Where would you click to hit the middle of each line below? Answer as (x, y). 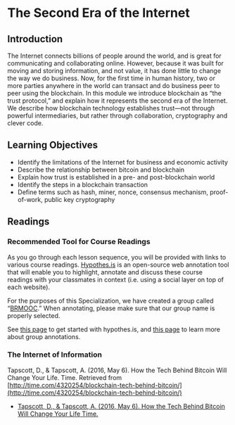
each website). (29, 287)
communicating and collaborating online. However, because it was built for (115, 63)
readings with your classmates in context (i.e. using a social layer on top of (115, 279)
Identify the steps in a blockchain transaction (83, 184)
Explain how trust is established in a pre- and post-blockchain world (116, 177)
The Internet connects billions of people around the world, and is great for (114, 56)
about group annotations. (44, 336)
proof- (219, 192)
